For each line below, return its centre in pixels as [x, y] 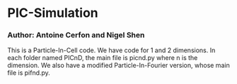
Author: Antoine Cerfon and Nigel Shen [76, 35]
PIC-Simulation [53, 13]
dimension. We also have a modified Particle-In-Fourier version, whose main [118, 66]
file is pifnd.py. [29, 73]
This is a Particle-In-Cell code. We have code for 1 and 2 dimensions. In [111, 50]
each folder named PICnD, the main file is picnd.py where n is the [103, 58]
